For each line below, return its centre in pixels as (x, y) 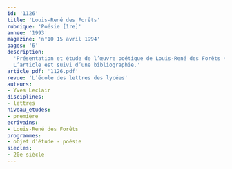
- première (23, 116)
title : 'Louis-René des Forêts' (54, 20)
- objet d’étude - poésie (44, 142)
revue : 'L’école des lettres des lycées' (68, 78)
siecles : (20, 148)
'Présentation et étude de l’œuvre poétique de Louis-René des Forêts (117, 59)
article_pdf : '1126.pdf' (43, 71)
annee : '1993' (28, 33)
